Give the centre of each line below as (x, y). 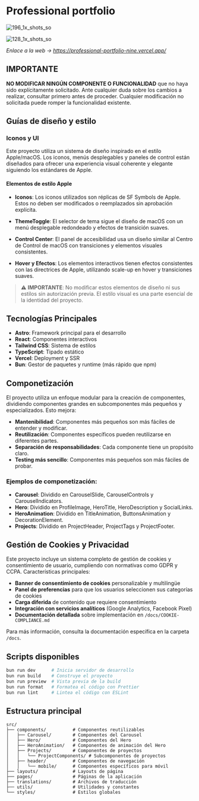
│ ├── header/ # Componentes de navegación (75, 761)
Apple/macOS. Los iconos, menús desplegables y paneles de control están (98, 157)
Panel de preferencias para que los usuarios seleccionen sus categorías (104, 590)
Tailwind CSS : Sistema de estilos (55, 346)
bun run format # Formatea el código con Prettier (73, 687)
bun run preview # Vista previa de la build (63, 681)
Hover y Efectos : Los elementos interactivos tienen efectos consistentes (104, 263)
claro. (22, 453)
